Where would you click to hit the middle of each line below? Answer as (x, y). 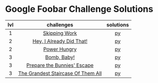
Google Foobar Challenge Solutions (79, 9)
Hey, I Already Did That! (60, 41)
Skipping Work (60, 33)
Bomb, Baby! (60, 57)
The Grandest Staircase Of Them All (60, 73)
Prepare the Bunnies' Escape (60, 65)
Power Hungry (60, 49)
